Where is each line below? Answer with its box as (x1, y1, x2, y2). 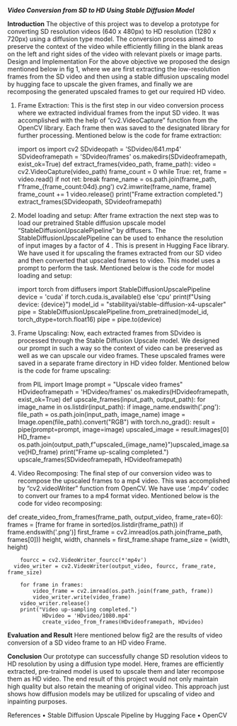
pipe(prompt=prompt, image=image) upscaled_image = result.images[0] (17, 425, 229, 434)
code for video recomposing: (17, 499, 103, 507)
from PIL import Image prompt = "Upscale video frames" (17, 380, 183, 388)
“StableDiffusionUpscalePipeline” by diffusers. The (17, 226, 166, 234)
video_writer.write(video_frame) (33, 594, 132, 601)
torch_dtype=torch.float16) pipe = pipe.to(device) (17, 315, 162, 323)
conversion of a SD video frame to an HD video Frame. (7, 638, 167, 647)
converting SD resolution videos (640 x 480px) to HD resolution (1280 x (7, 28, 216, 35)
